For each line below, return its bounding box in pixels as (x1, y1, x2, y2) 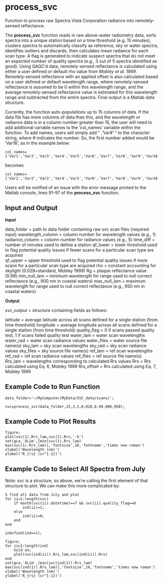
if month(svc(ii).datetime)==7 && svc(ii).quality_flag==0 (14, 501, 136, 506)
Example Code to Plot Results (5, 417, 96, 426)
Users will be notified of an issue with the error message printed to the (5, 184, 147, 190)
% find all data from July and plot (5, 492, 79, 497)
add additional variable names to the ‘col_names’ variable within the (5, 124, 141, 130)
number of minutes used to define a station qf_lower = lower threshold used (5, 242, 157, 248)
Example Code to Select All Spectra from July (5, 465, 145, 473)
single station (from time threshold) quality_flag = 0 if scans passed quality (5, 327, 155, 333)
